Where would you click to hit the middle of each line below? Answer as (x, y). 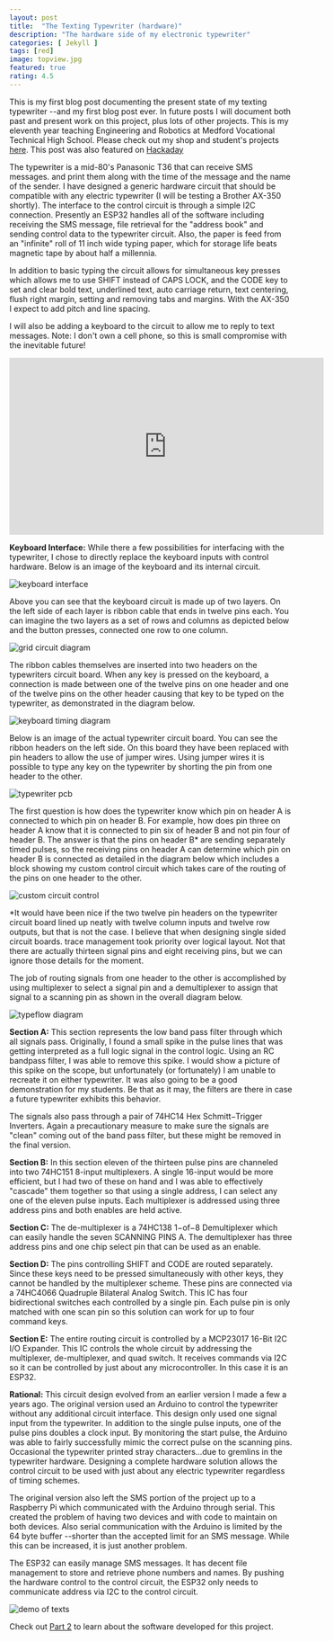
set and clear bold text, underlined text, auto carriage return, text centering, (149, 290)
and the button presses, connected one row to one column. (119, 629)
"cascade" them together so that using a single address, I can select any (144, 1191)
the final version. (40, 1145)
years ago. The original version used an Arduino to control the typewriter (144, 1404)
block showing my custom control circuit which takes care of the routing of (148, 868)
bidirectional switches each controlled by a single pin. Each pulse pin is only (150, 1302)
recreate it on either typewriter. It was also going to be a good (123, 1079)
